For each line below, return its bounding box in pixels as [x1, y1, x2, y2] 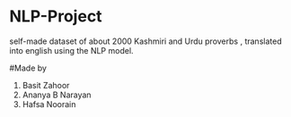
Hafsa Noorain [22, 98, 76, 109]
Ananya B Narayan [22, 89, 92, 100]
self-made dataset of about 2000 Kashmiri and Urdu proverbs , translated [9, 36, 282, 46]
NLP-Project [9, 6, 102, 27]
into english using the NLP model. [9, 45, 134, 55]
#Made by [9, 63, 48, 73]
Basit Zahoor [22, 79, 70, 90]
